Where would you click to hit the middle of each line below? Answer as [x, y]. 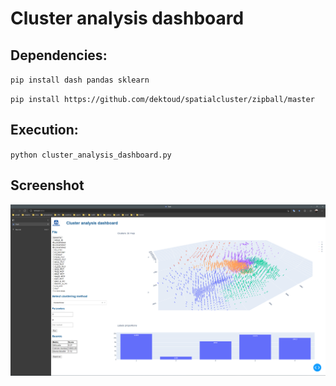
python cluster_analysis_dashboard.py [91, 155]
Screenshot [47, 185]
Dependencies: [59, 55]
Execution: [44, 130]
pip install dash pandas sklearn [80, 80]
